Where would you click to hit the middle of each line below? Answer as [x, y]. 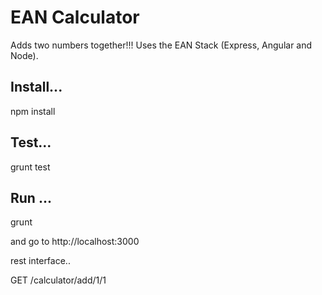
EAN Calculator [75, 17]
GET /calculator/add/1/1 [58, 280]
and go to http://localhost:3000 [75, 242]
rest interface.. [40, 261]
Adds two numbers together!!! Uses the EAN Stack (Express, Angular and [161, 45]
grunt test [30, 167]
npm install [33, 111]
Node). [24, 55]
